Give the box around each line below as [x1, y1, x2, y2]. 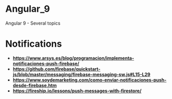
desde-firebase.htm [12, 82, 57, 88]
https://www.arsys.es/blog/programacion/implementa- [12, 55, 135, 61]
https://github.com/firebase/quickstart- [12, 66, 101, 72]
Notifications [5, 38, 62, 50]
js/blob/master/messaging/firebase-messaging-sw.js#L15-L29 [12, 71, 150, 77]
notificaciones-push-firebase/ [12, 60, 79, 67]
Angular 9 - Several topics [5, 20, 60, 26]
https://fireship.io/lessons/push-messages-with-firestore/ [12, 88, 142, 94]
